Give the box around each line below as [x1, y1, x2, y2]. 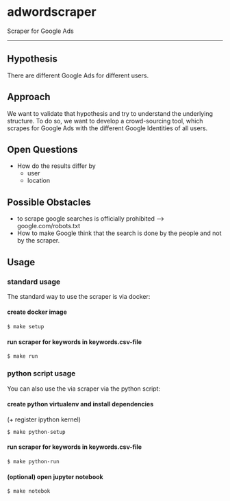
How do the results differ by [16, 162, 96, 170]
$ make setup [7, 323, 44, 330]
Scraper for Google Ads [7, 27, 74, 35]
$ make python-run [7, 458, 60, 465]
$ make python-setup [7, 428, 66, 435]
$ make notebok [7, 488, 51, 495]
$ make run [7, 353, 38, 360]
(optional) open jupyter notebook [7, 472, 104, 480]
